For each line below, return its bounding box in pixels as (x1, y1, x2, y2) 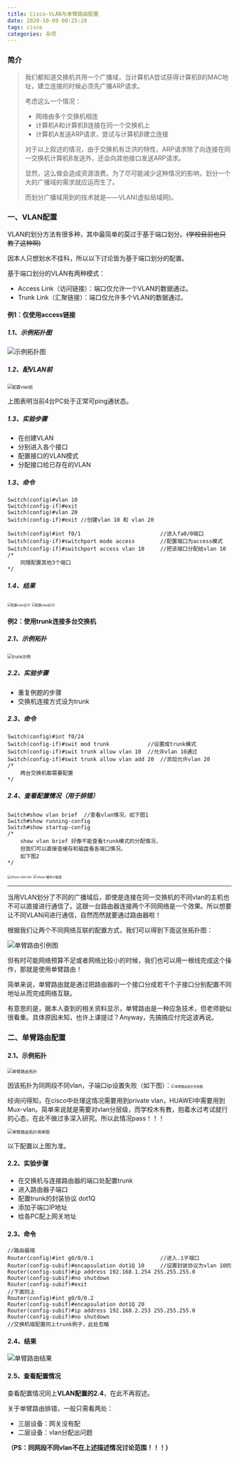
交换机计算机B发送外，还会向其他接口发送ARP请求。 (31, 154, 185, 162)
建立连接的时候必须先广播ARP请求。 (37, 81, 144, 90)
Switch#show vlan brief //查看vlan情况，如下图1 (7, 811, 149, 819)
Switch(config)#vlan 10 (7, 496, 78, 504)
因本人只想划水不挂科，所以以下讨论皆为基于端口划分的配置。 (7, 253, 188, 262)
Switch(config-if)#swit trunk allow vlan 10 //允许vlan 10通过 (7, 748, 198, 755)
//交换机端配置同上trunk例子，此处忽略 (7, 1321, 110, 1328)
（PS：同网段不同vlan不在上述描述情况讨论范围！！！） (7, 1443, 172, 1452)
